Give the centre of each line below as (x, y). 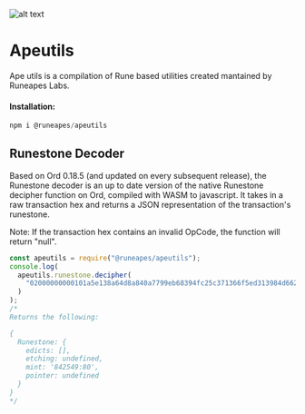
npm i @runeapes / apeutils (58, 126)
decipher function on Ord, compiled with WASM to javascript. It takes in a (147, 194)
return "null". (33, 241)
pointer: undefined (63, 376)
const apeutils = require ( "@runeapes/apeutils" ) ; (105, 258)
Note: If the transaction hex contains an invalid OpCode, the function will (145, 232)
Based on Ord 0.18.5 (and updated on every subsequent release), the (138, 175)
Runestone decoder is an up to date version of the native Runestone (137, 185)
